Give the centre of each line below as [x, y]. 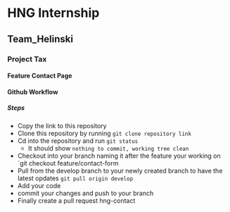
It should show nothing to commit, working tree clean [108, 148]
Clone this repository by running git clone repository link [104, 133]
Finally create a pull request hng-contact [76, 200]
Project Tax [27, 59]
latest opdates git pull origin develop [75, 178]
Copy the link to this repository [62, 125]
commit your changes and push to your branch [85, 193]
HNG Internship [53, 13]
